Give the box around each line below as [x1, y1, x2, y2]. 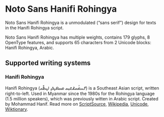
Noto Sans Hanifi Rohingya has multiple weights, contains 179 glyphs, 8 [5, 34, 150, 40]
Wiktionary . [5, 106, 29, 112]
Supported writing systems [5, 59, 91, 67]
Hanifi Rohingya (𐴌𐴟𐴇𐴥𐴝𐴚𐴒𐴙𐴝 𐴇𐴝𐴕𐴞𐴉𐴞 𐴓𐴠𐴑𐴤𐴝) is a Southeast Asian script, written [5, 85, 159, 91]
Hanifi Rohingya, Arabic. [5, 45, 54, 50]
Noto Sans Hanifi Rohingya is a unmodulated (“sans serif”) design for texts [5, 20, 157, 25]
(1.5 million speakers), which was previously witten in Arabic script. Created [5, 95, 159, 101]
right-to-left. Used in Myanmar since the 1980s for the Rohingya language [5, 91, 155, 96]
